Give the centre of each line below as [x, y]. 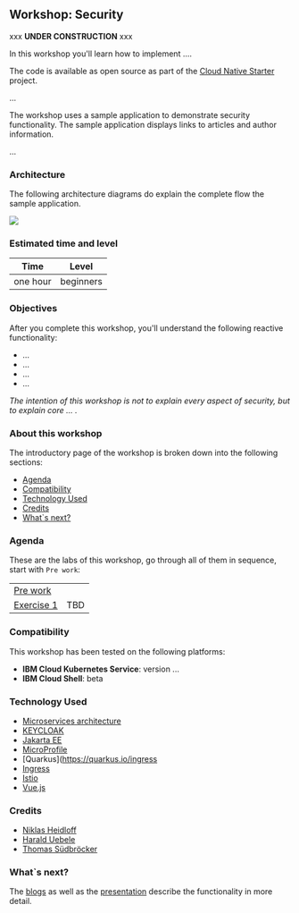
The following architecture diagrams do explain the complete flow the [137, 194]
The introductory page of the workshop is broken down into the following [144, 452]
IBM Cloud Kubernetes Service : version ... [101, 669]
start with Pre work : [45, 570]
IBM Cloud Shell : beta [62, 678]
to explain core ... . [43, 410]
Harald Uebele [49, 840]
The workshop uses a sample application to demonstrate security [130, 114]
